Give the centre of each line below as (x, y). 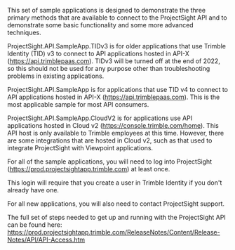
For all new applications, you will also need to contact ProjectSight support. (116, 204)
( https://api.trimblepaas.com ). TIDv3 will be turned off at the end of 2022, (114, 61)
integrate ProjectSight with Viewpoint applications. (80, 148)
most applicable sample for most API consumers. (78, 104)
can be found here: (35, 225)
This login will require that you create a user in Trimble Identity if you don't (115, 183)
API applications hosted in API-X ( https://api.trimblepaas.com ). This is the (114, 97)
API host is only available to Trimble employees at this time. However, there (116, 133)
